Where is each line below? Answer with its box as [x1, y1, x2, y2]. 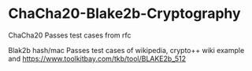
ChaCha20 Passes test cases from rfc [8, 30, 132, 40]
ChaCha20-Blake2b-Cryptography [8, 5, 242, 23]
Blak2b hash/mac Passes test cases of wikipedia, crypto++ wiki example [8, 45, 245, 55]
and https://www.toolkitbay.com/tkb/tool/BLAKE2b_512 [8, 54, 187, 63]
